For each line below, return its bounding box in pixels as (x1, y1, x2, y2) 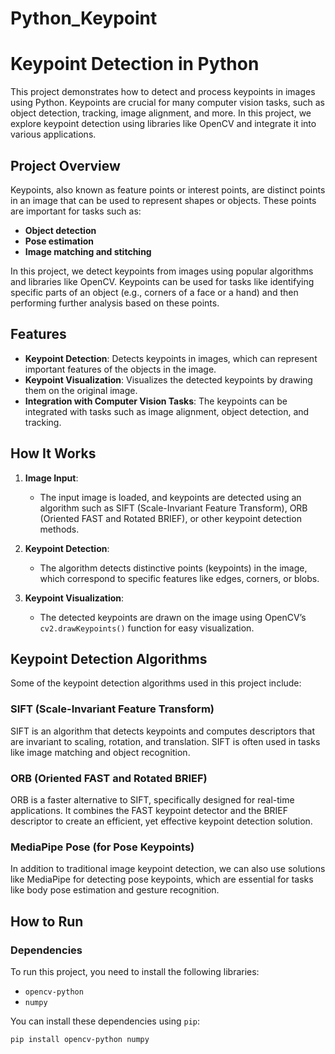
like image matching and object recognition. (10, 746, 191, 758)
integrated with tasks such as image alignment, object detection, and (24, 405, 310, 417)
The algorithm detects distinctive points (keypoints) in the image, (39, 562, 308, 574)
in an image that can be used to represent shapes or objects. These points (10, 194, 317, 206)
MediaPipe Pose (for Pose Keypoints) (10, 840, 195, 854)
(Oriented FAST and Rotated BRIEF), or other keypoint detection (39, 512, 302, 524)
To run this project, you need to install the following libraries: (10, 965, 260, 977)
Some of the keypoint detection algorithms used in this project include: (10, 677, 302, 689)
